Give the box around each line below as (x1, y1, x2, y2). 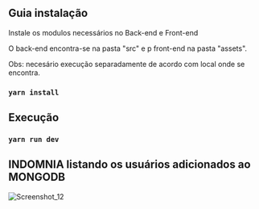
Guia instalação (8, 6, 88, 20)
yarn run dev (8, 135, 60, 144)
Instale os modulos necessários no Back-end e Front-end (8, 27, 199, 37)
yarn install (8, 88, 60, 97)
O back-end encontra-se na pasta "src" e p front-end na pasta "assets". (8, 44, 248, 53)
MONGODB (8, 170, 66, 184)
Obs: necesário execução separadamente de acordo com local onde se (8, 59, 245, 69)
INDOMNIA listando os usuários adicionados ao (8, 157, 251, 172)
